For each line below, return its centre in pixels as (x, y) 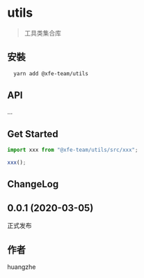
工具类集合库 (42, 33)
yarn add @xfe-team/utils (51, 74)
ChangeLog (33, 184)
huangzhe (22, 267)
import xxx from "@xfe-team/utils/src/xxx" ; (73, 150)
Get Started (33, 134)
